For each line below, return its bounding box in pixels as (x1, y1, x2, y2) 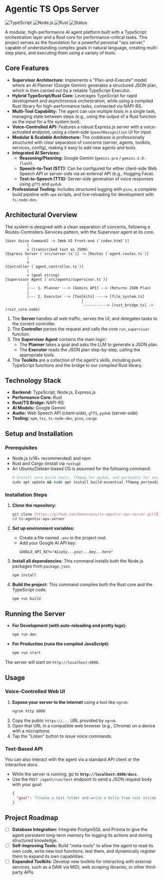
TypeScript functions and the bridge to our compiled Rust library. (12, 362, 143, 368)
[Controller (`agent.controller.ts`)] (5, 264, 84, 269)
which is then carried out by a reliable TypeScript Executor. (12, 87, 131, 93)
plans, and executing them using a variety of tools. (15, 50, 116, 56)
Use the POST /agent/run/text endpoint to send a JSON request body (12, 776, 152, 782)
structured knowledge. (12, 837, 58, 843)
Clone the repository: (12, 502, 56, 508)
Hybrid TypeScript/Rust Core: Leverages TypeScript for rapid (12, 92, 137, 98)
